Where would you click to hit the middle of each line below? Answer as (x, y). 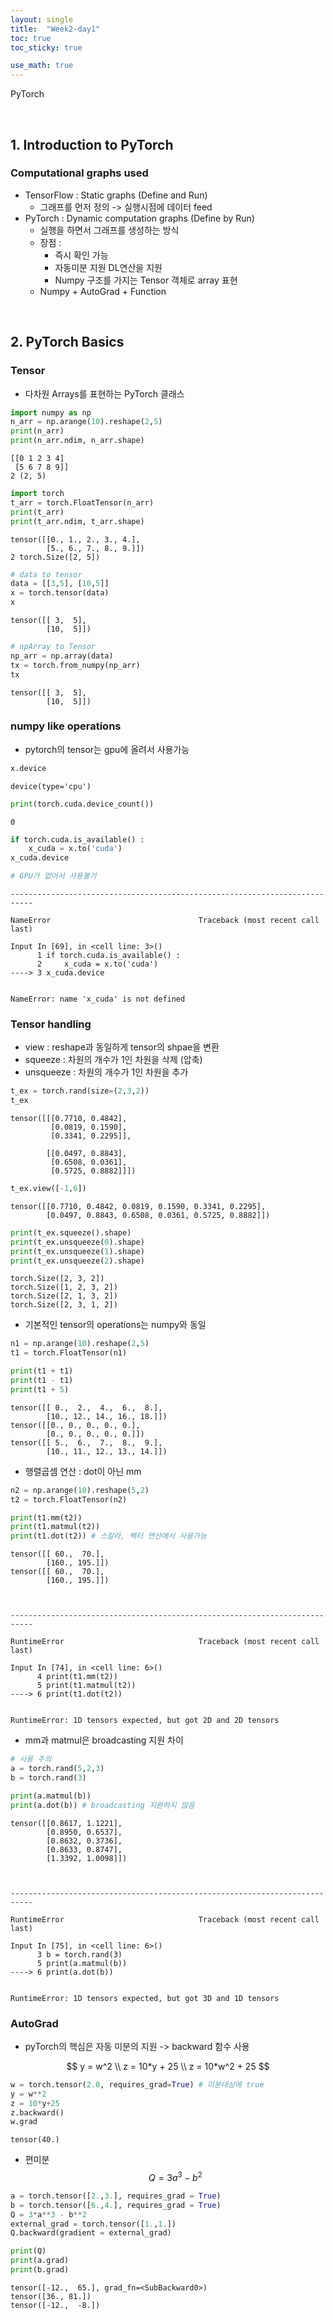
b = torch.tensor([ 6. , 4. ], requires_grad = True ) (116, 2205)
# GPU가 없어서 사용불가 (53, 876)
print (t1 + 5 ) (40, 1389)
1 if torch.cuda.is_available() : (109, 956)
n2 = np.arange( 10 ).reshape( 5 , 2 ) (80, 1490)
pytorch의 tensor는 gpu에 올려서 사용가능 (107, 749)
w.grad (24, 2122)
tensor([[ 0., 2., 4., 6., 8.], (86, 1407)
